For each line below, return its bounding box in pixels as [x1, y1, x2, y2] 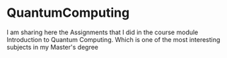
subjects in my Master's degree [6, 43, 99, 51]
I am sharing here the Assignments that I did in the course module [6, 28, 199, 36]
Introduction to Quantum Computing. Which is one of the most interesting [6, 35, 221, 43]
